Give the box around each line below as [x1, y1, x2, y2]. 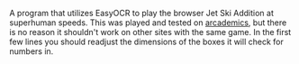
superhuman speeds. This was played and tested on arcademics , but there [9, 17, 287, 28]
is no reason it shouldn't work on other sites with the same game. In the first [9, 27, 292, 37]
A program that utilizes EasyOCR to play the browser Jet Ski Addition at [9, 8, 275, 18]
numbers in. [9, 46, 54, 57]
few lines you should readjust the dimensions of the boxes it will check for [9, 36, 284, 47]
